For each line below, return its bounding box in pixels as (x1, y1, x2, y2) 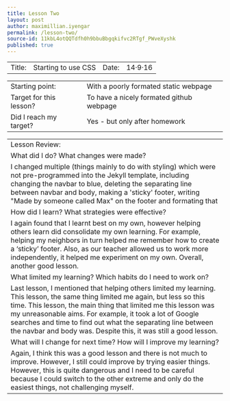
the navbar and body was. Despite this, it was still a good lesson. (10, 326, 218, 335)
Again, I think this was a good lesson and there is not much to (10, 348, 207, 358)
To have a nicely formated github (86, 93, 193, 102)
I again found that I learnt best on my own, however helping (10, 218, 201, 228)
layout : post (7, 16, 44, 23)
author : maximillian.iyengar (7, 23, 90, 29)
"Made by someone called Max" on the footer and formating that (10, 196, 218, 205)
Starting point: (10, 81, 56, 91)
